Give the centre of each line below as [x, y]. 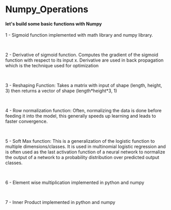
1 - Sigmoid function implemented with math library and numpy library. [79, 35]
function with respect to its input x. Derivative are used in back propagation [84, 60]
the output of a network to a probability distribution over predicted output [82, 157]
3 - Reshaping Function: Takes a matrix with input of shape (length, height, [84, 86]
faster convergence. [27, 121]
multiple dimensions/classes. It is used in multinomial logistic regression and [86, 147]
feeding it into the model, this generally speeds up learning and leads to [81, 116]
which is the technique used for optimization [52, 66]
